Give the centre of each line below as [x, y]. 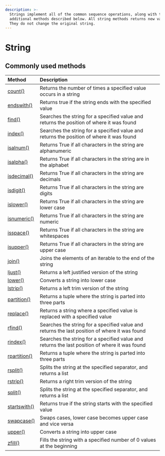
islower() [18, 205]
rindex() [17, 342]
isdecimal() [20, 176]
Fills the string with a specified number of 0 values [98, 440]
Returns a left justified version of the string [89, 273]
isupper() [18, 247]
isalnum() [18, 148]
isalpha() [18, 162]
